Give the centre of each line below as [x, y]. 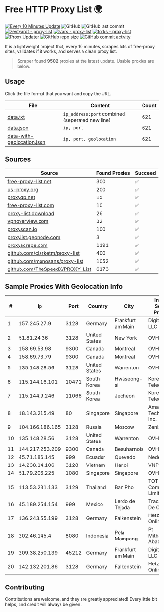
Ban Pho [124, 487]
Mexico [95, 504]
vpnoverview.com [28, 221]
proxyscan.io [22, 229]
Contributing [25, 587]
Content [100, 105]
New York [126, 338]
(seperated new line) [87, 120]
